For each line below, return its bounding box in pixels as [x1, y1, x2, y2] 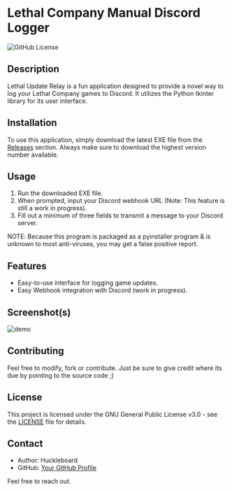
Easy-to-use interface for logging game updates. [17, 278, 159, 287]
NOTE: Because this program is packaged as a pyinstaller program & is [7, 232, 211, 241]
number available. [7, 150, 59, 159]
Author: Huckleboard [17, 456, 78, 464]
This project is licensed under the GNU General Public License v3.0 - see [7, 410, 218, 418]
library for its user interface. [7, 97, 88, 105]
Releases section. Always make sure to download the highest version [7, 143, 206, 151]
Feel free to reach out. [7, 477, 71, 485]
